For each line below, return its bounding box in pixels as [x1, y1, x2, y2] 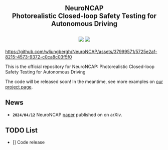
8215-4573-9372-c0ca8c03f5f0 [5, 53, 72, 59]
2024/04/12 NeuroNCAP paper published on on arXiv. [12, 111, 122, 117]
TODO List [5, 126, 38, 134]
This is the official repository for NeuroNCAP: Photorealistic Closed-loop [5, 63, 154, 69]
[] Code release [12, 139, 45, 145]
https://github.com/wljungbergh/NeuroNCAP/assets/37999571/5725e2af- [5, 48, 157, 54]
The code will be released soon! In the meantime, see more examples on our [5, 78, 163, 84]
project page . [5, 83, 33, 89]
